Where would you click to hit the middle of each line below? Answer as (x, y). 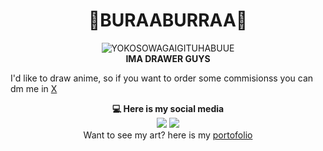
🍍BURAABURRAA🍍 (168, 20)
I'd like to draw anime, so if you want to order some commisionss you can (162, 78)
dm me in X (34, 88)
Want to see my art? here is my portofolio (168, 135)
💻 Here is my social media (168, 108)
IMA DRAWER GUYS (168, 58)
